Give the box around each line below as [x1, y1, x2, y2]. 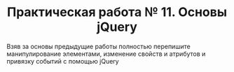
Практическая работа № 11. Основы [6, 4, 228, 20]
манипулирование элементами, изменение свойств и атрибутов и [6, 50, 206, 58]
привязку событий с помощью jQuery [6, 57, 120, 65]
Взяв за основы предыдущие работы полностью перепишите [6, 42, 191, 50]
